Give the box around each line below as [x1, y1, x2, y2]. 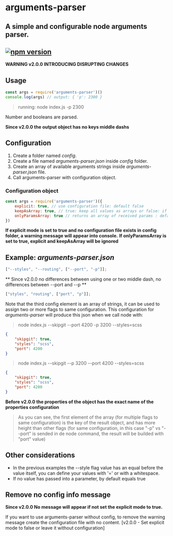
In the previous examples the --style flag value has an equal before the [12, 464, 164, 471]
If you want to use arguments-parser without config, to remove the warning [5, 514, 166, 520]
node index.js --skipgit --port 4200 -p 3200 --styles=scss [18, 322, 143, 328]
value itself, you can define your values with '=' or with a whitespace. [12, 470, 160, 476]
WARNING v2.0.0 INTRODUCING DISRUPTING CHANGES [5, 61, 129, 67]
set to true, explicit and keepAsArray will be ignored [5, 238, 118, 245]
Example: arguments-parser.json [5, 253, 114, 262]
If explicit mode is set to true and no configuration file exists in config [5, 227, 157, 233]
